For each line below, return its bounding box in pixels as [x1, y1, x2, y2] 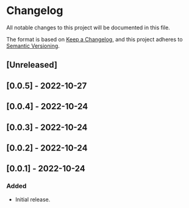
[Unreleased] [6, 60, 58, 70]
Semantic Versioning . [6, 42, 60, 49]
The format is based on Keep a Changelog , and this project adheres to [6, 35, 183, 43]
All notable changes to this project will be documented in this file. [6, 24, 171, 31]
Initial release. [15, 196, 51, 203]
